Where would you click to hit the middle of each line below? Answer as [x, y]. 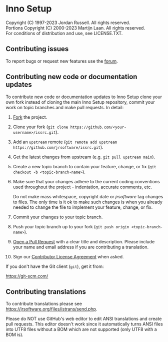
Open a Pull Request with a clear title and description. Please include [84, 241]
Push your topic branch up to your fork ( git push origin [71, 226]
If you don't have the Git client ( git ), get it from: [55, 266]
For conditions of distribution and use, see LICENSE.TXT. [64, 33]
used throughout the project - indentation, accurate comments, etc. [82, 187]
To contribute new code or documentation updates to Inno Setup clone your [84, 97]
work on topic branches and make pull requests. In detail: [65, 107]
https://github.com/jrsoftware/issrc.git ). [58, 147]
